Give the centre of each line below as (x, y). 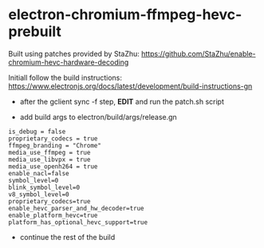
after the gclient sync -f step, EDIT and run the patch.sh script (122, 101)
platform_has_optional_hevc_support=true (78, 222)
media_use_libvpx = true (49, 159)
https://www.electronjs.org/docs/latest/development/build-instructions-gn (130, 86)
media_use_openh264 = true (53, 166)
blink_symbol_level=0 (44, 187)
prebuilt (35, 31)
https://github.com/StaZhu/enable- (198, 53)
